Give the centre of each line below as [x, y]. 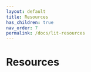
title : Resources [27, 17]
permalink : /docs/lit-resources [45, 33]
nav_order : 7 [22, 28]
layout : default [26, 11]
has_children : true [30, 22]
